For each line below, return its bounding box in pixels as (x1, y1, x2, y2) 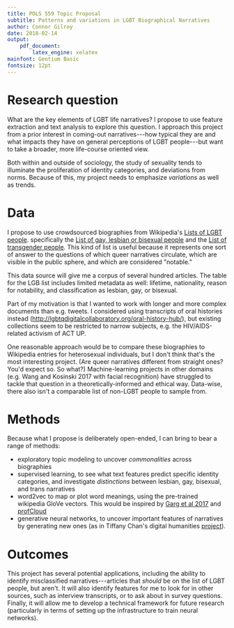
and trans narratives (17, 485, 75, 493)
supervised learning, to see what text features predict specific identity (17, 470, 219, 478)
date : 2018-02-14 (7, 29, 58, 37)
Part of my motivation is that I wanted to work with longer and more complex (7, 299, 227, 307)
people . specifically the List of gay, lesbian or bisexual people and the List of (7, 235, 227, 244)
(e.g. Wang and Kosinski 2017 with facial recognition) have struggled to (7, 372, 211, 381)
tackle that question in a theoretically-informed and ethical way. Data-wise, (7, 379, 223, 388)
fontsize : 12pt (7, 62, 52, 69)
